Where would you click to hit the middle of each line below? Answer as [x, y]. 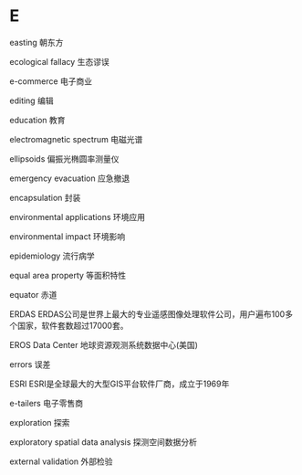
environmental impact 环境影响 [68, 236]
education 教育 [37, 120]
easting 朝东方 [36, 42]
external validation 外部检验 [61, 461]
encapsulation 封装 [45, 197]
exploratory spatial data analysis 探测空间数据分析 [104, 442]
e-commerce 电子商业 [51, 81]
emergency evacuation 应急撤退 [70, 178]
